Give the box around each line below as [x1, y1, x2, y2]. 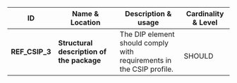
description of [58, 47, 107, 56]
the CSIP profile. [119, 64, 174, 74]
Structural [58, 38, 93, 47]
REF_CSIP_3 [11, 47, 51, 56]
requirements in [119, 56, 172, 65]
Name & [71, 9, 99, 18]
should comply [119, 38, 169, 47]
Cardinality [186, 9, 224, 18]
